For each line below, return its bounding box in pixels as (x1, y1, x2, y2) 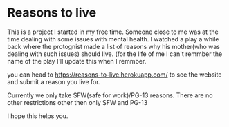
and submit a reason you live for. (7, 77, 100, 86)
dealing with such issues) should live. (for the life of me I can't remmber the (7, 50, 223, 58)
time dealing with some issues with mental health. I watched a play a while (7, 35, 219, 43)
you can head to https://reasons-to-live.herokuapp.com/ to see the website (7, 70, 222, 79)
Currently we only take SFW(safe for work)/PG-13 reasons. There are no (7, 91, 213, 99)
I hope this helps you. (7, 112, 68, 120)
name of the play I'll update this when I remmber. (7, 57, 147, 65)
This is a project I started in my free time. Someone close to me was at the (7, 28, 219, 36)
